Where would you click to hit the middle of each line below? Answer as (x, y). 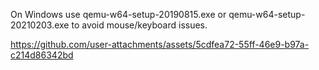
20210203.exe (40, 25)
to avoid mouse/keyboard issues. (139, 25)
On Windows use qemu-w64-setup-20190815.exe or (118, 14)
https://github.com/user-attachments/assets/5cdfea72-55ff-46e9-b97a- (160, 44)
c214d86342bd (42, 55)
